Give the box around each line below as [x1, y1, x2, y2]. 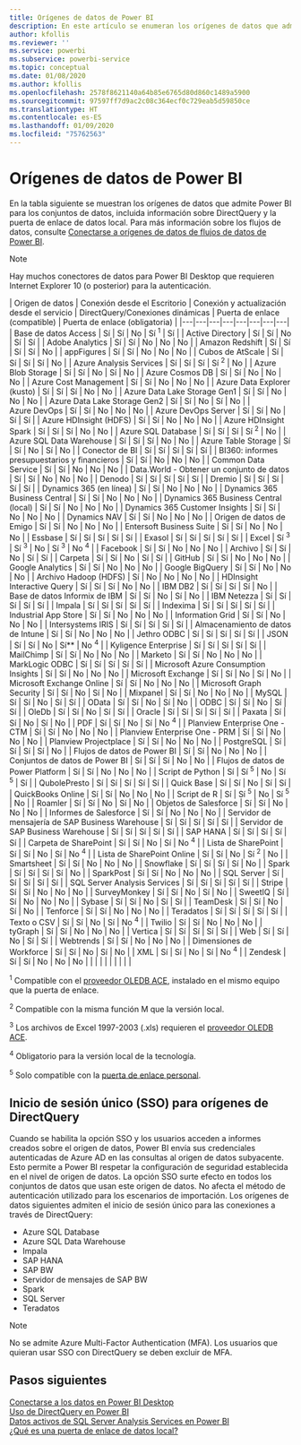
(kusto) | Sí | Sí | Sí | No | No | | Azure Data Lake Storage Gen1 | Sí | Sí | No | [9, 386, 288, 397]
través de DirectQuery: [9, 1209, 94, 1220]
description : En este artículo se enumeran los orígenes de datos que [9, 22, 279, 30]
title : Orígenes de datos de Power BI [9, 13, 154, 22]
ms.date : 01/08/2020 [9, 72, 87, 81]
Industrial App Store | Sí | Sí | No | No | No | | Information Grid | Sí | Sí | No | [9, 610, 287, 621]
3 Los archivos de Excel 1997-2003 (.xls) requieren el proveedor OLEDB [9, 1020, 274, 1033]
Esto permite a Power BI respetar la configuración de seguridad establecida [9, 1162, 288, 1173]
